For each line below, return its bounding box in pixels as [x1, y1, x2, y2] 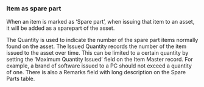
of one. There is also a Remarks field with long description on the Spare [6, 69, 186, 76]
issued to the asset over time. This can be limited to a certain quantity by [6, 49, 189, 57]
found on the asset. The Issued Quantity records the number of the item [6, 43, 187, 50]
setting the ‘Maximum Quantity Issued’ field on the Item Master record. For [6, 56, 193, 63]
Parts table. [6, 75, 35, 83]
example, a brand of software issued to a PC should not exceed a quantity [6, 62, 192, 69]
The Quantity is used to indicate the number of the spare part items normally [6, 37, 199, 44]
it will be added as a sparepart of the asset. [6, 24, 115, 32]
